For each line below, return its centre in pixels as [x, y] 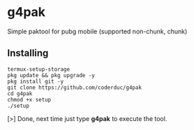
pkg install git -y [36, 81]
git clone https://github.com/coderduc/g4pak [74, 88]
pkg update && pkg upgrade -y [51, 75]
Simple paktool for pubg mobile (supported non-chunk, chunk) [97, 31]
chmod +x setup [29, 99]
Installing [28, 53]
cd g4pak [20, 94]
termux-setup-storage [39, 69]
